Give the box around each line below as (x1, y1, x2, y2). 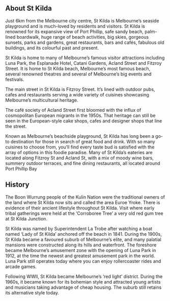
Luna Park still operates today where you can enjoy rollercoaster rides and (5, 258, 161, 264)
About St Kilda (5, 4, 52, 13)
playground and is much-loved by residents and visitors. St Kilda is (5, 23, 145, 29)
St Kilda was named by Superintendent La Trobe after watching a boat (5, 225, 153, 232)
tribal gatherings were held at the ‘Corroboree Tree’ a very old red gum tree (5, 210, 164, 216)
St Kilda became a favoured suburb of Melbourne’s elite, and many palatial (5, 236, 161, 242)
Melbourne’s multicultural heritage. (5, 97, 78, 103)
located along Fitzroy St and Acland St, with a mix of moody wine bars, (5, 155, 154, 161)
